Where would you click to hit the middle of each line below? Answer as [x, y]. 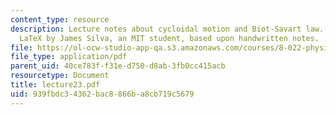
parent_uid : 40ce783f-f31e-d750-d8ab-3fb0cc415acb [118, 66]
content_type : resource [60, 19]
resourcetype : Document [60, 76]
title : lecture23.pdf [55, 85]
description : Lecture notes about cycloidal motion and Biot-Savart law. [167, 29]
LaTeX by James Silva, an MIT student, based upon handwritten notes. [169, 38]
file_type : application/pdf [69, 57]
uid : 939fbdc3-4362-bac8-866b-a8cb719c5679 [102, 94]
